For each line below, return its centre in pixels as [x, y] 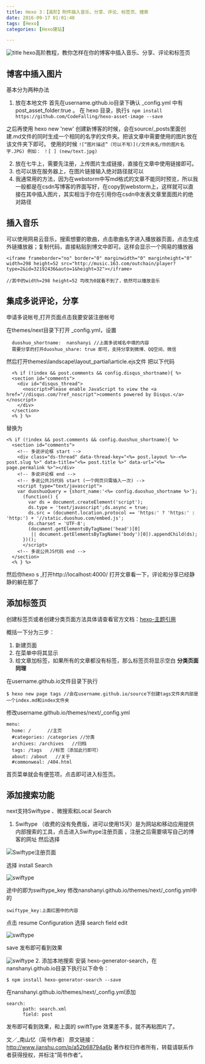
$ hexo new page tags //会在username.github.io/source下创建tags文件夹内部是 [103, 694]
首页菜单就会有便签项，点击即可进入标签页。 [63, 774]
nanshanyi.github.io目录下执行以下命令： [58, 968]
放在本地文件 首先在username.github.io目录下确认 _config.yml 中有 [99, 103]
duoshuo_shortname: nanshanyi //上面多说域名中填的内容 [81, 343]
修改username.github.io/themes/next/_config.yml [68, 712]
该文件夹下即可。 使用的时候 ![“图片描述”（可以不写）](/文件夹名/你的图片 [93, 144]
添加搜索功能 [31, 795]
